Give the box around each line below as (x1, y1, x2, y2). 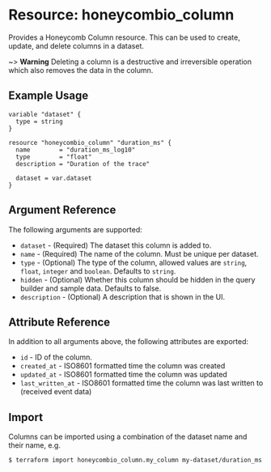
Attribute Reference (8, 315, 111, 329)
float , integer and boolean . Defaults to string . (19, 266, 176, 276)
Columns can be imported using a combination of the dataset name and (8, 432, 248, 442)
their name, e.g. (8, 440, 61, 450)
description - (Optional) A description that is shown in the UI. (19, 291, 226, 301)
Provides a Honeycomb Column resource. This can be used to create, (8, 32, 240, 42)
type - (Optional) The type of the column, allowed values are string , (19, 257, 248, 267)
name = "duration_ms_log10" (15, 146, 136, 154)
